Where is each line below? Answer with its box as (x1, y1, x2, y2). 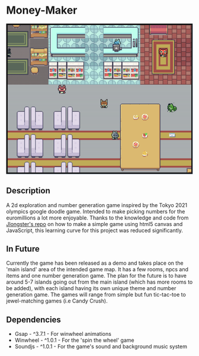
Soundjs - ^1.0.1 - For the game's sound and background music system (14, 343, 188, 350)
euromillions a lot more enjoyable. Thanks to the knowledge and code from (6, 214, 189, 221)
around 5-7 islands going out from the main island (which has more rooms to (6, 278, 193, 285)
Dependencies (6, 314, 61, 325)
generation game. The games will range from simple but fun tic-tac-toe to (6, 291, 187, 298)
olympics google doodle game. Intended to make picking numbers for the (6, 208, 185, 215)
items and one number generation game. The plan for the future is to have (6, 272, 187, 279)
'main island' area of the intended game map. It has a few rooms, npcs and (6, 266, 188, 273)
